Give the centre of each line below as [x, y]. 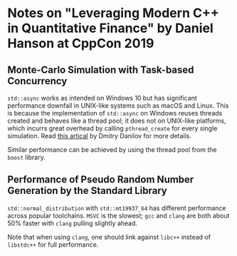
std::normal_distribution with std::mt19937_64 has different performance [117, 208]
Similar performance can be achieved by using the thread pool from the [112, 150]
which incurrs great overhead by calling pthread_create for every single [112, 128]
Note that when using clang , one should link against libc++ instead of [109, 237]
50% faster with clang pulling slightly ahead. [72, 223]
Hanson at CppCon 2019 [81, 43]
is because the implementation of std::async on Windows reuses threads [115, 113]
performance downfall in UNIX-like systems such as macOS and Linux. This [118, 106]
